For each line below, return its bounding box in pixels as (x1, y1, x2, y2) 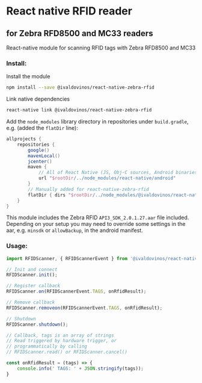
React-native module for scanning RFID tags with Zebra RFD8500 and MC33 (6, 44, 196, 51)
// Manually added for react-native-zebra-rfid (28, 186, 149, 192)
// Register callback (6, 283, 61, 289)
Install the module (6, 73, 50, 80)
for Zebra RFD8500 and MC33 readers (6, 28, 153, 39)
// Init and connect (6, 266, 58, 272)
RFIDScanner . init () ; (6, 272, 58, 278)
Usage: (6, 242, 28, 251)
